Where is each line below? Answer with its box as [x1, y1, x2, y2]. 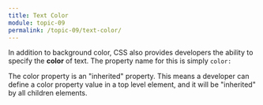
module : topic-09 [8, 19, 66, 27]
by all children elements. [8, 88, 88, 98]
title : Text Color [8, 11, 69, 20]
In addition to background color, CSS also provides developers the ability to [8, 48, 254, 58]
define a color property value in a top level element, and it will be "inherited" [8, 80, 257, 89]
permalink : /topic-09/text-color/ [8, 26, 122, 34]
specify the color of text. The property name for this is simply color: [8, 56, 231, 66]
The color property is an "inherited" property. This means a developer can [8, 72, 250, 81]
